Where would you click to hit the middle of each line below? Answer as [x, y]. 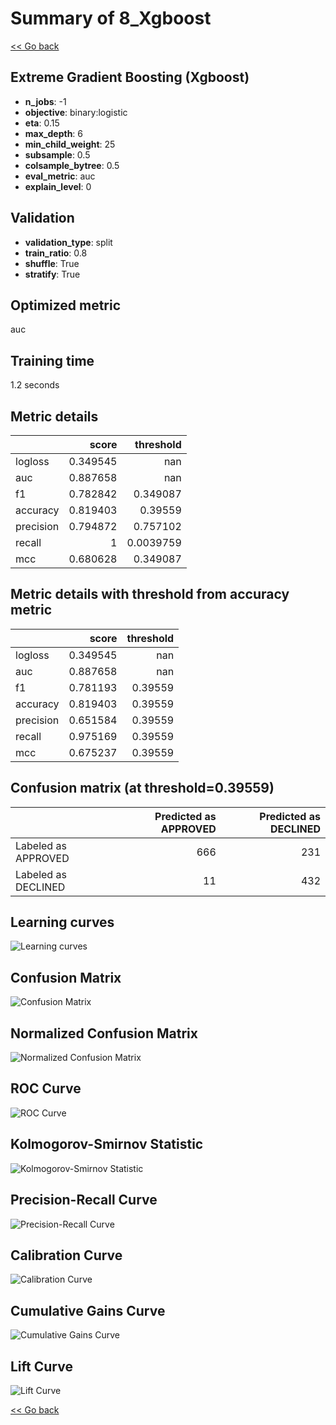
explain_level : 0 [58, 186]
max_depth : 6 [54, 133]
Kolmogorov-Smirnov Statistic [107, 1144]
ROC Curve [46, 1088]
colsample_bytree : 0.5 [72, 165]
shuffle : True [52, 263]
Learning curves [62, 922]
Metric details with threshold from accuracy [150, 594]
